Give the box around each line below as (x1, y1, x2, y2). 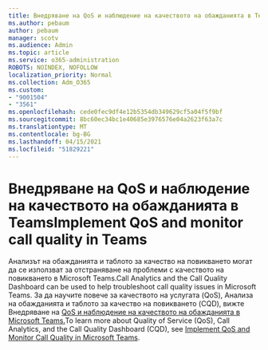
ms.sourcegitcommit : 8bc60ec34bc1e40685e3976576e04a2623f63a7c (8, 116, 223, 124)
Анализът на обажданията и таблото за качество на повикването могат (8, 257, 253, 266)
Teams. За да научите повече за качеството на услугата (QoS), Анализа (8, 290, 254, 300)
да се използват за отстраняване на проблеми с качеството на (8, 265, 225, 275)
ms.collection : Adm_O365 (8, 78, 91, 86)
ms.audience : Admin (8, 41, 73, 49)
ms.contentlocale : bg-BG (8, 130, 91, 138)
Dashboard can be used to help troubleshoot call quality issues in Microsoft (8, 282, 257, 292)
